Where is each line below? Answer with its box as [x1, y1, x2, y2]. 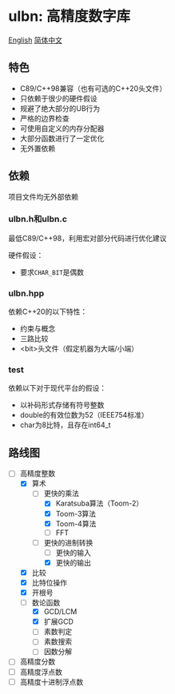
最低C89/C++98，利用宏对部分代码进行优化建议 [8, 233, 167, 243]
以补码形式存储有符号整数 [19, 400, 105, 410]
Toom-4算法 [55, 518, 97, 528]
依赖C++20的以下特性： [8, 307, 88, 316]
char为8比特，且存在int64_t [19, 420, 111, 430]
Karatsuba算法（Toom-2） [55, 498, 144, 508]
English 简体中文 [8, 35, 62, 45]
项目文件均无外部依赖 [8, 192, 78, 201]
